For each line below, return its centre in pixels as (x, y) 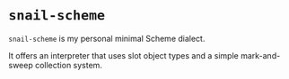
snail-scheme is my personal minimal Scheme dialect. (107, 38)
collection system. (68, 65)
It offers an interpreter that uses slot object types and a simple (123, 55)
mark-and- (260, 55)
